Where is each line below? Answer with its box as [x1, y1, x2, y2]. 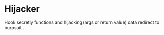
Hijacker [4, 3, 40, 15]
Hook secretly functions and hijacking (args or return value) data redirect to [4, 19, 160, 25]
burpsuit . [4, 24, 24, 30]
